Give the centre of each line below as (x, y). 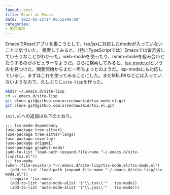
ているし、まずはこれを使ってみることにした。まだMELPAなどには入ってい (84, 75)
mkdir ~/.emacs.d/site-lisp (35, 92)
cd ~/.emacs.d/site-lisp (31, 96)
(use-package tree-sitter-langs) (41, 134)
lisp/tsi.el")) (21, 157)
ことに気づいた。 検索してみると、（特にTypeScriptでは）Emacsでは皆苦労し (85, 50)
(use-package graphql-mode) (35, 147)
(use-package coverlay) (30, 139)
